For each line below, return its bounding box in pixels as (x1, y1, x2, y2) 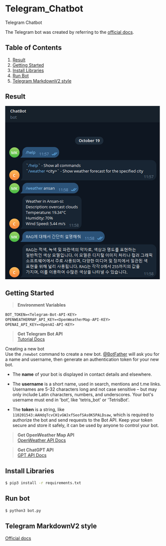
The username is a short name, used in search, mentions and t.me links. (12, 381, 162, 387)
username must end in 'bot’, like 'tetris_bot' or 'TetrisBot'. (12, 397, 130, 403)
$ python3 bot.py (5, 508, 41, 513)
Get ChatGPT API (17, 447, 54, 453)
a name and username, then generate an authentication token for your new (5, 356, 159, 362)
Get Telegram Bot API (17, 331, 63, 337)
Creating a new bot (5, 346, 45, 352)
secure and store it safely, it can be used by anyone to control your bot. (12, 423, 159, 429)
